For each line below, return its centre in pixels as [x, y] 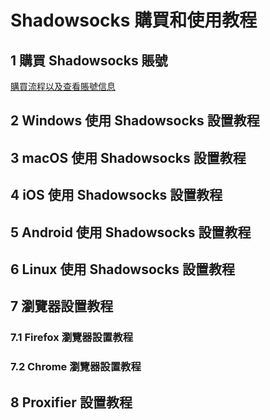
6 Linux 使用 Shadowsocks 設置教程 [123, 269]
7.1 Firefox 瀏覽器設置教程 [72, 338]
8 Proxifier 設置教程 [71, 402]
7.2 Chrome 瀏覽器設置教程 [76, 367]
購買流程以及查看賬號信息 [63, 86]
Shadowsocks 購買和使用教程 [134, 20]
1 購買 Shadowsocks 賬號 [89, 60]
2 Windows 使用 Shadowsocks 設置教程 [135, 121]
